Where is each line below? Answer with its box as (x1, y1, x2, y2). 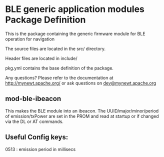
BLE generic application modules (5, 3, 145, 15)
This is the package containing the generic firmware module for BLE (5, 30, 146, 36)
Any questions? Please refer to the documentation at (5, 74, 113, 80)
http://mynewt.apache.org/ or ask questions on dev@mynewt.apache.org (5, 80, 156, 86)
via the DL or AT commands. (5, 118, 64, 124)
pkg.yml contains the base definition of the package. (5, 65, 114, 71)
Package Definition (5, 14, 86, 25)
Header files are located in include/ (5, 55, 77, 61)
